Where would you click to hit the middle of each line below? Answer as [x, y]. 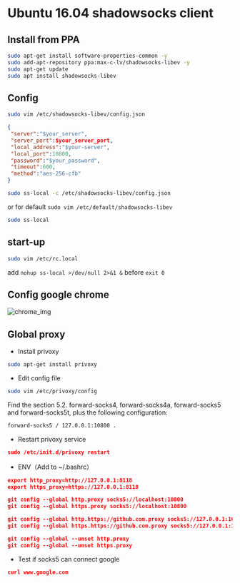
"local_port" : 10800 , [41, 154]
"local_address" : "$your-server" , [60, 147]
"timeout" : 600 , [33, 167]
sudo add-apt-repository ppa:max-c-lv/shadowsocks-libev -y [99, 62]
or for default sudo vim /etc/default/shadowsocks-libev [90, 207]
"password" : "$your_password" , [55, 161]
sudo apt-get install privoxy [52, 365]
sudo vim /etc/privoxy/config [52, 391]
